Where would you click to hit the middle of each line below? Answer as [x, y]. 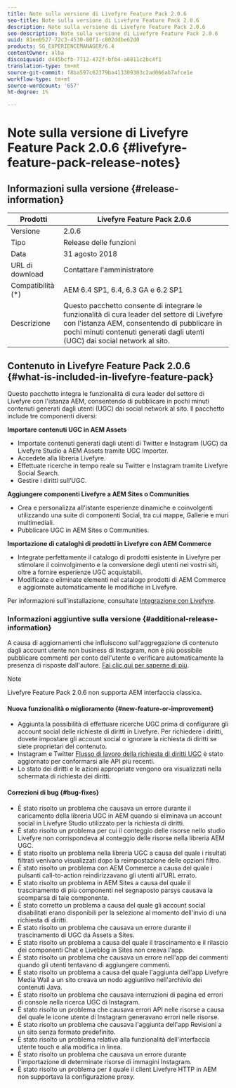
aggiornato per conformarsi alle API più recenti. [86, 762]
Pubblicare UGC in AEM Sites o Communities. [83, 530]
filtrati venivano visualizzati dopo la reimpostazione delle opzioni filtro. [119, 860]
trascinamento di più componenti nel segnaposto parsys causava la [115, 890]
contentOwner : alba [36, 53]
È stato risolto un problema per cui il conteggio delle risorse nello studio [121, 830]
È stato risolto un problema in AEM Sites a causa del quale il [104, 882]
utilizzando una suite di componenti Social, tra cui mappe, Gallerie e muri [123, 515]
